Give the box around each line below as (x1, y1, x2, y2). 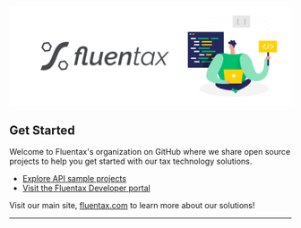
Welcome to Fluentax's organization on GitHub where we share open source (9, 147, 291, 157)
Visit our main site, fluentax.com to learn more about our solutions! (9, 200, 255, 211)
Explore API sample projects (21, 173, 127, 184)
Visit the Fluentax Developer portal (21, 182, 150, 194)
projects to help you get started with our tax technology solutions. (9, 156, 253, 167)
